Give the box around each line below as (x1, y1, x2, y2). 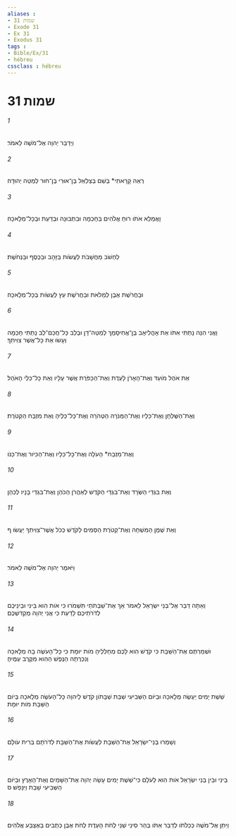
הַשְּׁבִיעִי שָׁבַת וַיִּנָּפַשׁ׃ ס (7, 783, 62, 792)
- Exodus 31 (7, 37, 42, 44)
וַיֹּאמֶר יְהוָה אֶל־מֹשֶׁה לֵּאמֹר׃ (7, 563, 75, 572)
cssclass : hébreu (7, 63, 61, 70)
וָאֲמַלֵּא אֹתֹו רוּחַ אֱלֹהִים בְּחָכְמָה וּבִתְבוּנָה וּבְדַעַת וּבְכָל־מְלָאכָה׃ (7, 214, 161, 223)
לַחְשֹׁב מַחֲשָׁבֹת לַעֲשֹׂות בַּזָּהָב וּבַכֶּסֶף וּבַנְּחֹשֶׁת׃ (7, 252, 120, 261)
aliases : (7, 10, 37, 18)
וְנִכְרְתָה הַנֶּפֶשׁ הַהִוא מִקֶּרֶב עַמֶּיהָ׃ (7, 654, 89, 663)
